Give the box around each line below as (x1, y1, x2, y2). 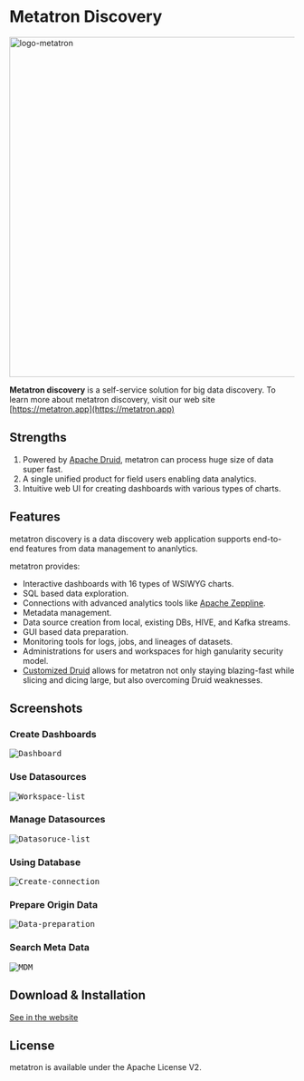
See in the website (9, 1011, 79, 1022)
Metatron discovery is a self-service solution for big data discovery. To (9, 384, 276, 395)
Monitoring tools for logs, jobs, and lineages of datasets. (22, 636, 233, 647)
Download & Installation (9, 988, 147, 1003)
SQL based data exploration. (22, 588, 129, 599)
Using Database (9, 855, 81, 868)
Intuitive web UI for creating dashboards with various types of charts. (22, 482, 281, 493)
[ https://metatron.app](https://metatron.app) (9, 404, 175, 414)
